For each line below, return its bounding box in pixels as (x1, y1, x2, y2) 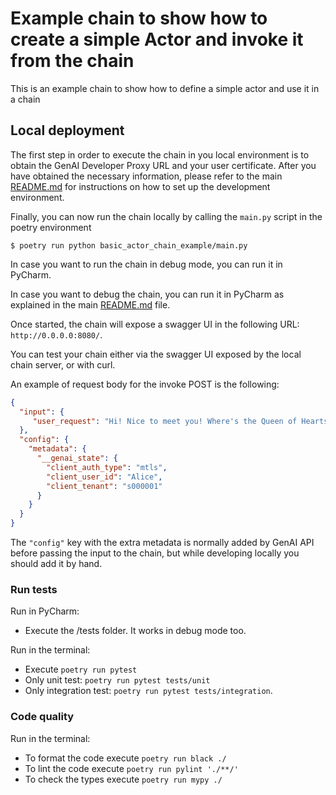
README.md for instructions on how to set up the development (10, 180, 271, 192)
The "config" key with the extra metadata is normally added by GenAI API (10, 537, 315, 548)
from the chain (10, 50, 135, 72)
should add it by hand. (10, 558, 103, 569)
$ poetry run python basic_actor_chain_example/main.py (10, 240, 248, 251)
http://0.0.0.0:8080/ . (10, 328, 103, 341)
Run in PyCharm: (10, 605, 80, 617)
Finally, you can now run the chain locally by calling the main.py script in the (10, 210, 323, 222)
